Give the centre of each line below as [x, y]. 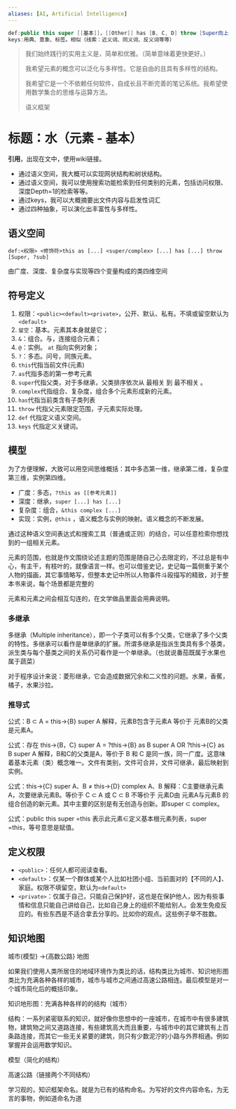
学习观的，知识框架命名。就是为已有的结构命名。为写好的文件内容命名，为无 [118, 1089]
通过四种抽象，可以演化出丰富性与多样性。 [79, 209]
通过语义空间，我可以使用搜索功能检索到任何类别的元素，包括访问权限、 [122, 182]
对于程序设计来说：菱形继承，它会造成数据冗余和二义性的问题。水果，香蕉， [118, 676]
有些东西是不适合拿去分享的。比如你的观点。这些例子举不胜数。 [129, 914]
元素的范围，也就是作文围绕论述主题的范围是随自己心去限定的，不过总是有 [115, 557]
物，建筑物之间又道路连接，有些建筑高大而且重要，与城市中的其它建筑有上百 [118, 1027]
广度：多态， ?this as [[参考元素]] [68, 492]
